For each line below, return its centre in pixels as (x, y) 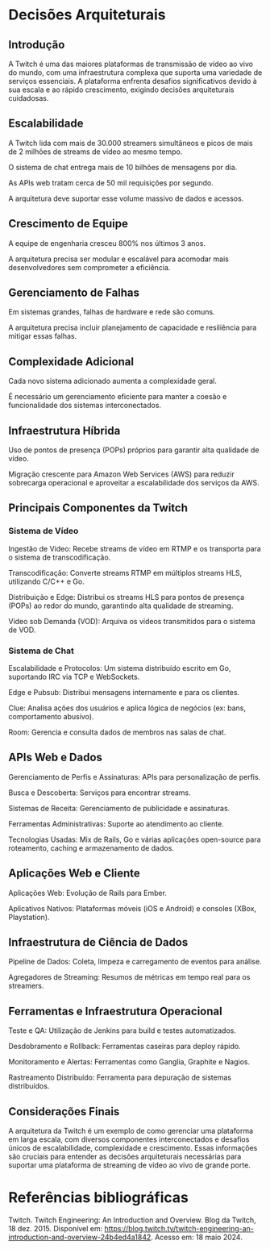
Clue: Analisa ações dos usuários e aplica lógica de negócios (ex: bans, (127, 708)
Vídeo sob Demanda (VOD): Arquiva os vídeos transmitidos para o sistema (132, 621)
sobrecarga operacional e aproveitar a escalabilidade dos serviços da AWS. (134, 483)
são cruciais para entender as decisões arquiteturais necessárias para (125, 1157)
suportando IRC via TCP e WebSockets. (74, 677)
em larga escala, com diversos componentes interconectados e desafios (129, 1139)
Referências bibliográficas (99, 1198)
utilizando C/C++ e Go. (46, 581)
